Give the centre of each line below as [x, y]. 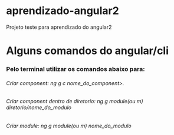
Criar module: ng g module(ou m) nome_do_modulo [69, 126]
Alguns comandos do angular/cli [88, 51]
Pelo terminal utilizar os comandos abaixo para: [76, 69]
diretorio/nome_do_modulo [39, 107]
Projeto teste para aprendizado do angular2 [59, 27]
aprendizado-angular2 [63, 11]
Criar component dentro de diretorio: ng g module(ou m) [75, 102]
